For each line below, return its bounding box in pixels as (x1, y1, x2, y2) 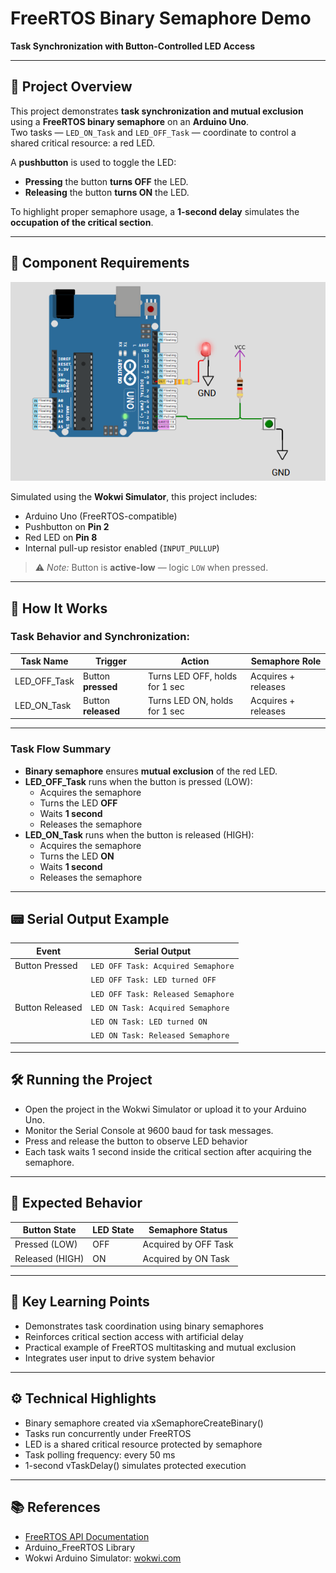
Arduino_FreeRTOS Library (24, 1541, 136, 1553)
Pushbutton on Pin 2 (24, 521, 110, 533)
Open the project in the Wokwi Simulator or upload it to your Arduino (24, 1103, 307, 1115)
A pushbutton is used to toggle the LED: (10, 156, 177, 168)
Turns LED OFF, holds (148, 670, 238, 682)
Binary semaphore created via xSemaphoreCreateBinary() (24, 1417, 264, 1429)
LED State (92, 1224, 135, 1236)
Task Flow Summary (10, 742, 112, 756)
